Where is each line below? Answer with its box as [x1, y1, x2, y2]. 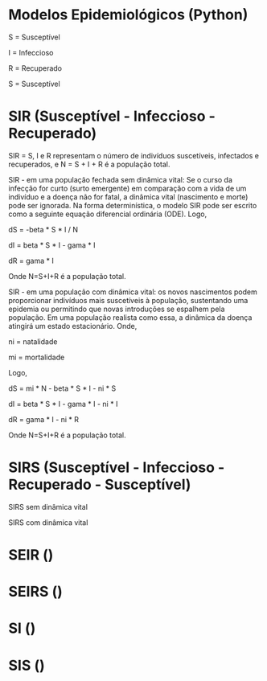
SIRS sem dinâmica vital [8, 502, 88, 511]
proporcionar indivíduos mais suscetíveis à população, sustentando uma [8, 295, 249, 305]
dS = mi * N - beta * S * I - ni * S [8, 384, 117, 393]
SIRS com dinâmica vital [8, 517, 88, 527]
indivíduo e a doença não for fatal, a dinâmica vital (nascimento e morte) [8, 191, 249, 202]
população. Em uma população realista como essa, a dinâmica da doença [8, 312, 253, 322]
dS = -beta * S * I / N [8, 224, 79, 234]
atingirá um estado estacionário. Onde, [8, 321, 138, 330]
